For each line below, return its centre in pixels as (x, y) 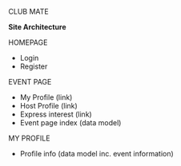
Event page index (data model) (70, 123)
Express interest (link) (56, 114)
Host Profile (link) (48, 106)
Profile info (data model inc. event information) (97, 154)
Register (34, 66)
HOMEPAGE (28, 42)
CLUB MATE (29, 12)
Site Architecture (37, 27)
